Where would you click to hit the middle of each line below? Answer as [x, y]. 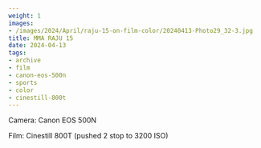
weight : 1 [25, 16]
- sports [23, 82]
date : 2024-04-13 [37, 46]
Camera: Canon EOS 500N [53, 120]
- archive [25, 61]
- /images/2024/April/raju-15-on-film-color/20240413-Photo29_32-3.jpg [130, 30]
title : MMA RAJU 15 [41, 38]
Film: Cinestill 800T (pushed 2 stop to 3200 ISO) [88, 136]
